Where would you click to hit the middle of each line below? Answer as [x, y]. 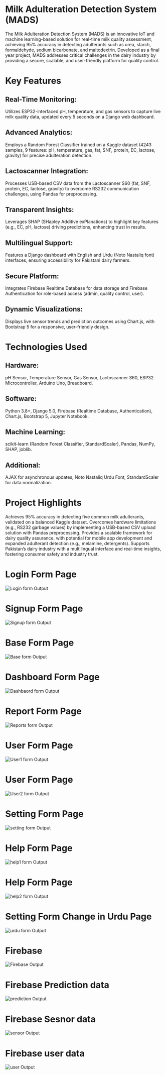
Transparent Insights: [40, 209]
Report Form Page [43, 711]
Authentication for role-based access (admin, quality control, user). [75, 293]
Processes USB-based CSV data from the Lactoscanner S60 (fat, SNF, [78, 183]
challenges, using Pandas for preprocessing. [51, 194]
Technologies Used [46, 347]
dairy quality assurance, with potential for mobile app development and [79, 538]
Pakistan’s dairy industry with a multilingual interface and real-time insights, [83, 549]
